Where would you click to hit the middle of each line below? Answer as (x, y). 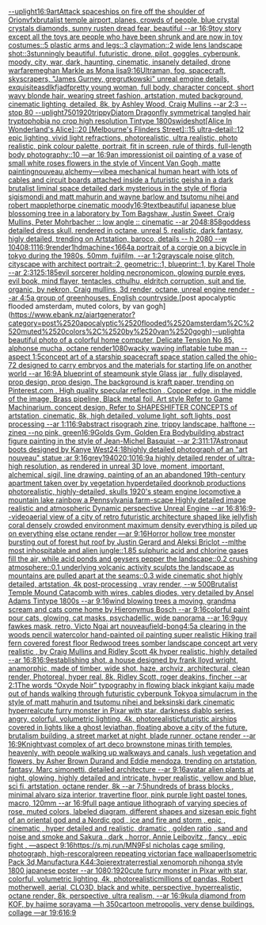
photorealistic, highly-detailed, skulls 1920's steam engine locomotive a (125, 491)
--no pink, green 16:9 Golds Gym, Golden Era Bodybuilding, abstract (136, 432)
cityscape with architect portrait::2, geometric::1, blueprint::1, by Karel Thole (132, 264)
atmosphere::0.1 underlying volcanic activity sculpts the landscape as (122, 567)
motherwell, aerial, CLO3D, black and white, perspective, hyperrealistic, (125, 887)
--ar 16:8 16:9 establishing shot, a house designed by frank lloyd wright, (123, 660)
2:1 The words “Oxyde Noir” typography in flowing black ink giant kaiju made (131, 685)
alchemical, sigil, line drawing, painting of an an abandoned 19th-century (127, 474)
